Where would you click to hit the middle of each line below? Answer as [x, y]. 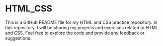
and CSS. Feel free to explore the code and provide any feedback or [75, 33]
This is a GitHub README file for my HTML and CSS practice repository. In [81, 22]
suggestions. [18, 38]
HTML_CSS [29, 9]
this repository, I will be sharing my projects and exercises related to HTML [81, 27]
